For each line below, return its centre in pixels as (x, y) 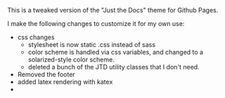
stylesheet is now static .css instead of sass (92, 44)
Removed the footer (46, 74)
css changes (36, 37)
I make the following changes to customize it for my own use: (96, 23)
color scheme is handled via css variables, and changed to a (116, 52)
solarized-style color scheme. (71, 59)
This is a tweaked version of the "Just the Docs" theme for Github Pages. (113, 10)
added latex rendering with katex (65, 82)
